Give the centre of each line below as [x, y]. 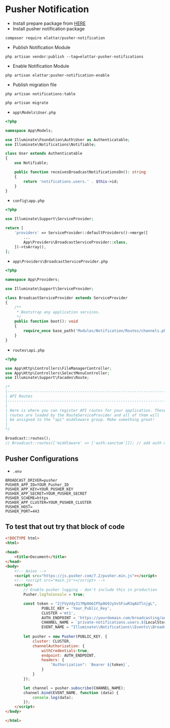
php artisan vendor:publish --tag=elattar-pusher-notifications [74, 57]
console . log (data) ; [53, 697]
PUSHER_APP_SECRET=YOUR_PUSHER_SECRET [46, 494]
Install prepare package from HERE [49, 23]
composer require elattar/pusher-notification [55, 38]
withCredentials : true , [65, 651]
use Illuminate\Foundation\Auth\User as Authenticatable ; [68, 140]
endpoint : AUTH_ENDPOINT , [69, 655]
